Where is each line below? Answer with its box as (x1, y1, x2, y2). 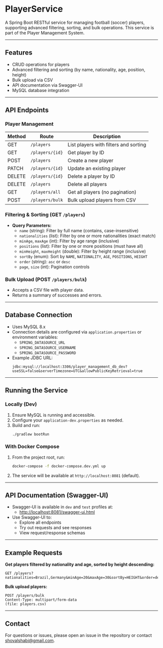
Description (93, 133, 121, 140)
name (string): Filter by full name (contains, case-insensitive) (19, 227, 139, 233)
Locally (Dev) (5, 401, 37, 407)
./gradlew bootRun (12, 432, 49, 437)
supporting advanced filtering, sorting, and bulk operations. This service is (5, 24, 154, 30)
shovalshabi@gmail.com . (5, 638, 55, 644)
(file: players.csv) (5, 602, 47, 607)
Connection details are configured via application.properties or (12, 329, 142, 334)
